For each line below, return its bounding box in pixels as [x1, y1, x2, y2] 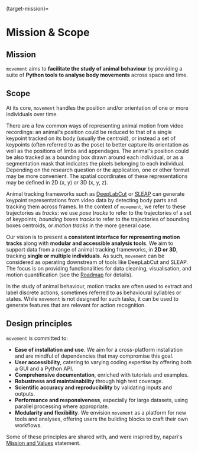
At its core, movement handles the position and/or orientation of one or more [6, 104, 189, 112]
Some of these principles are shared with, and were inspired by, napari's [6, 433, 183, 440]
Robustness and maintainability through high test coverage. [14, 377, 164, 384]
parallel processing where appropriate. [14, 403, 109, 410]
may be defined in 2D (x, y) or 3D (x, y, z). [6, 179, 108, 186]
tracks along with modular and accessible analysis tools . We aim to [6, 240, 173, 247]
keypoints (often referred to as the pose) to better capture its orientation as [6, 141, 189, 148]
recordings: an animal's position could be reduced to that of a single [6, 128, 173, 135]
